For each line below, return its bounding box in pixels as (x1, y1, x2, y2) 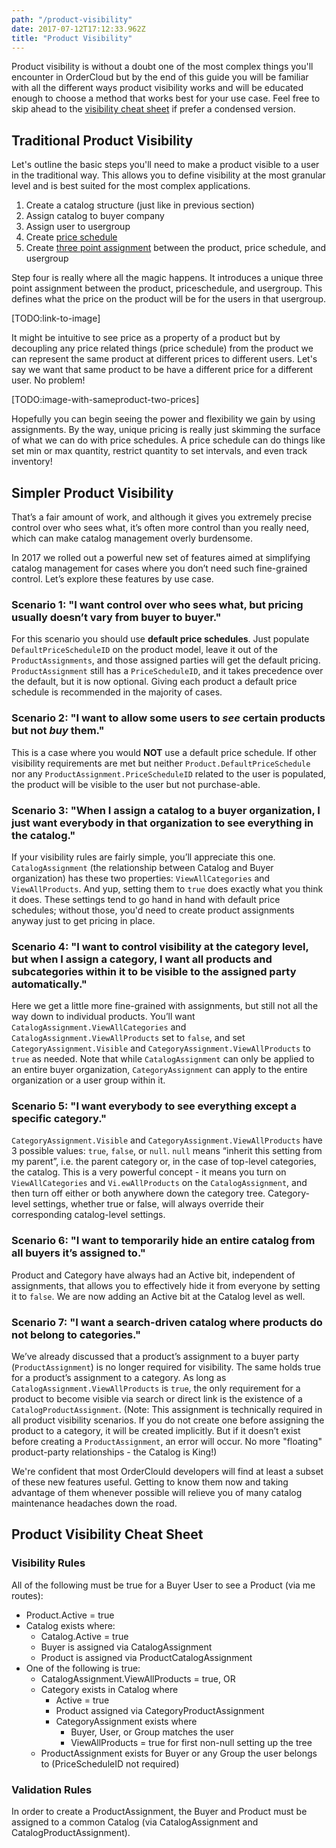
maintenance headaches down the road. (11, 1497, 178, 1510)
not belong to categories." (11, 1327, 141, 1341)
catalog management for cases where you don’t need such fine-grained (11, 562, 308, 574)
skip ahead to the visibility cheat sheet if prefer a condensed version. (11, 103, 296, 115)
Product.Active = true (25, 1609, 115, 1621)
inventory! (11, 456, 53, 468)
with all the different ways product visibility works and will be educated (11, 82, 304, 94)
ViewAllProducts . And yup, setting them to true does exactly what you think (11, 882, 324, 895)
